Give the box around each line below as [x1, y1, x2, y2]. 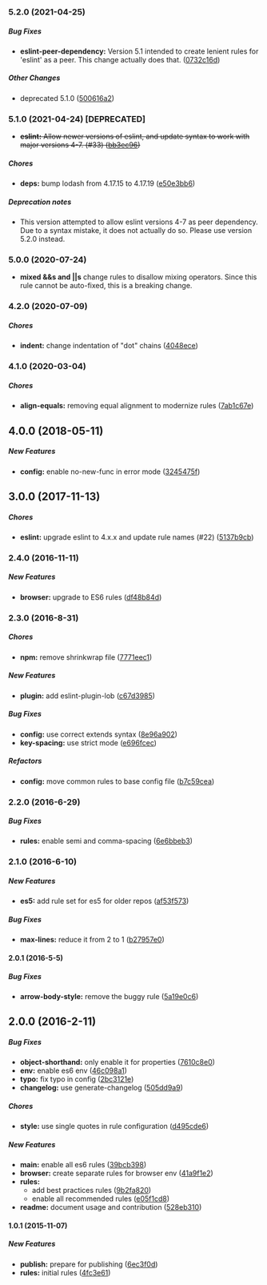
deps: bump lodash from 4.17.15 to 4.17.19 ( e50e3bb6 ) [19, 179, 196, 188]
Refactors [8, 756, 42, 766]
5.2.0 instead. [19, 235, 66, 244]
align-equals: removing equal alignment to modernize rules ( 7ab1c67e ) [19, 401, 254, 411]
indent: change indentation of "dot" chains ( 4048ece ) [19, 341, 198, 351]
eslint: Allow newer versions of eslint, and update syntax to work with [19, 131, 250, 142]
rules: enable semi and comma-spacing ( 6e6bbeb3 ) [19, 836, 193, 846]
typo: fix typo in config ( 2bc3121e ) [19, 1074, 134, 1084]
